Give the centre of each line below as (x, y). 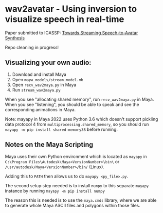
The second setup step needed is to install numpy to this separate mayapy (77, 185)
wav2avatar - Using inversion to (71, 9)
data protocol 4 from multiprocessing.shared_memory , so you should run (77, 124)
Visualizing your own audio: (48, 62)
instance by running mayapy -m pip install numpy (55, 191)
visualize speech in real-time (65, 19)
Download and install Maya (39, 74)
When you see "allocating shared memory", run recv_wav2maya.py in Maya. (80, 99)
